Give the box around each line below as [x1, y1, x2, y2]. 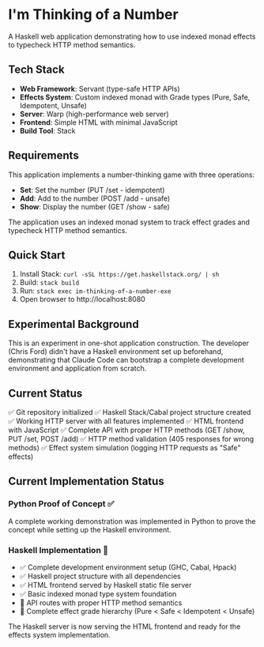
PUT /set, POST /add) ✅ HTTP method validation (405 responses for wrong [8, 434, 255, 443]
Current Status [8, 386, 83, 400]
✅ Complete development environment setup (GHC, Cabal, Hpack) [19, 562, 237, 572]
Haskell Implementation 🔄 [8, 544, 109, 555]
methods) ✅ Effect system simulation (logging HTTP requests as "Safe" [8, 443, 241, 452]
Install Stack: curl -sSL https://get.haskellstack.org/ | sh [19, 269, 220, 279]
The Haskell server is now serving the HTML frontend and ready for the [8, 622, 241, 631]
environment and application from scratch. [8, 363, 147, 373]
